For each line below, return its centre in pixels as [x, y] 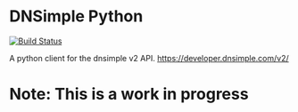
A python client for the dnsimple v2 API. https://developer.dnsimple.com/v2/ [149, 58]
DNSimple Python [76, 16]
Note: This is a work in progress [129, 94]
